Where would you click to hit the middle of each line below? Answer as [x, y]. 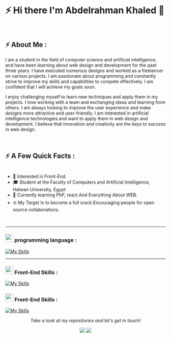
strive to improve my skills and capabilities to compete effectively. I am [79, 81]
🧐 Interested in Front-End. [40, 176]
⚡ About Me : [26, 45]
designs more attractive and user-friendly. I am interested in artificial [77, 113]
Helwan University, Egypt [39, 189]
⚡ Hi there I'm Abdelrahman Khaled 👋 [85, 10]
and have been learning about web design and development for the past [81, 65]
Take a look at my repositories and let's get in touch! [85, 321]
